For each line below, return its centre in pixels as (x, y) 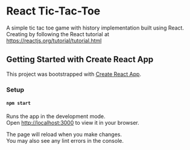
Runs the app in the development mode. (56, 116)
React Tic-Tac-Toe (53, 11)
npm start (19, 104)
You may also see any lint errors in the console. (65, 140)
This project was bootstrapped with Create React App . (74, 74)
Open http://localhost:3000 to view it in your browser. (73, 122)
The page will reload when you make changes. (64, 134)
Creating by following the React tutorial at (58, 34)
